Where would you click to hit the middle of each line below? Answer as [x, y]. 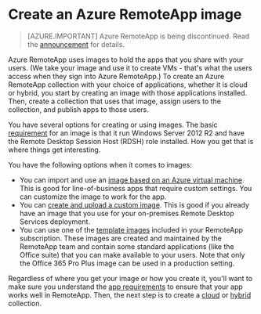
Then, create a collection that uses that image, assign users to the [115, 101]
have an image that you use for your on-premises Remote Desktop [127, 213]
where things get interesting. [54, 150]
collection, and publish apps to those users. [78, 109]
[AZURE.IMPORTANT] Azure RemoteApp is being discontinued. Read [138, 36]
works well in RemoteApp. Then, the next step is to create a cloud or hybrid [130, 294]
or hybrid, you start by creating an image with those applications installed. [128, 92]
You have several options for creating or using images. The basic [113, 125]
